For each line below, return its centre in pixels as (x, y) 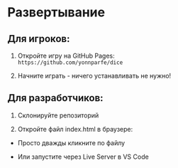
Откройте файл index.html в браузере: (75, 129)
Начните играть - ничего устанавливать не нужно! (94, 76)
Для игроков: (39, 39)
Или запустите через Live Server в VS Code (83, 157)
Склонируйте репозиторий (58, 115)
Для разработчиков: (56, 98)
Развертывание (56, 12)
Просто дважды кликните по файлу (71, 142)
